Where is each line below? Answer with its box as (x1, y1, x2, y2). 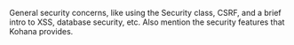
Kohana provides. (9, 26, 74, 36)
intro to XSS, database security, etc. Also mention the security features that (9, 17, 285, 27)
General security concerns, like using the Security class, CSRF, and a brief (9, 8, 282, 18)
